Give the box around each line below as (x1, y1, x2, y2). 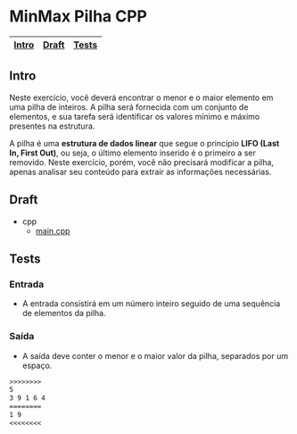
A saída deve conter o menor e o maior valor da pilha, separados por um (21, 350, 288, 361)
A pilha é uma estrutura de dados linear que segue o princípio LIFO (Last (9, 138, 280, 148)
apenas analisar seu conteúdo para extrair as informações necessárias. (9, 166, 272, 177)
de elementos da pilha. (21, 308, 106, 319)
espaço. (21, 360, 53, 371)
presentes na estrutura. (9, 121, 95, 131)
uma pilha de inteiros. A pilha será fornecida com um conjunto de (9, 101, 249, 113)
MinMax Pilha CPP (9, 6, 147, 27)
